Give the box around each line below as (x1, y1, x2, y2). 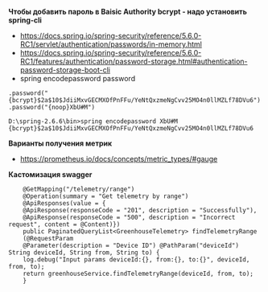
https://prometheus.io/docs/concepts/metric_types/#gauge (19, 154, 218, 163)
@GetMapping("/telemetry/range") (23, 185, 135, 193)
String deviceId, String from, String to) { (8, 249, 160, 257)
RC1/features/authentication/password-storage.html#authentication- (19, 56, 248, 66)
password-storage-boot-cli (19, 65, 111, 75)
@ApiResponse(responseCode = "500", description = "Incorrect (23, 213, 236, 221)
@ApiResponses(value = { (23, 199, 106, 208)
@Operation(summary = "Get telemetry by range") (23, 192, 189, 200)
